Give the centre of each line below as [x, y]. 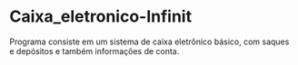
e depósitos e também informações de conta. [94, 51]
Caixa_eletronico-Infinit [101, 17]
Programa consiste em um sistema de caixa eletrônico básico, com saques [149, 42]
